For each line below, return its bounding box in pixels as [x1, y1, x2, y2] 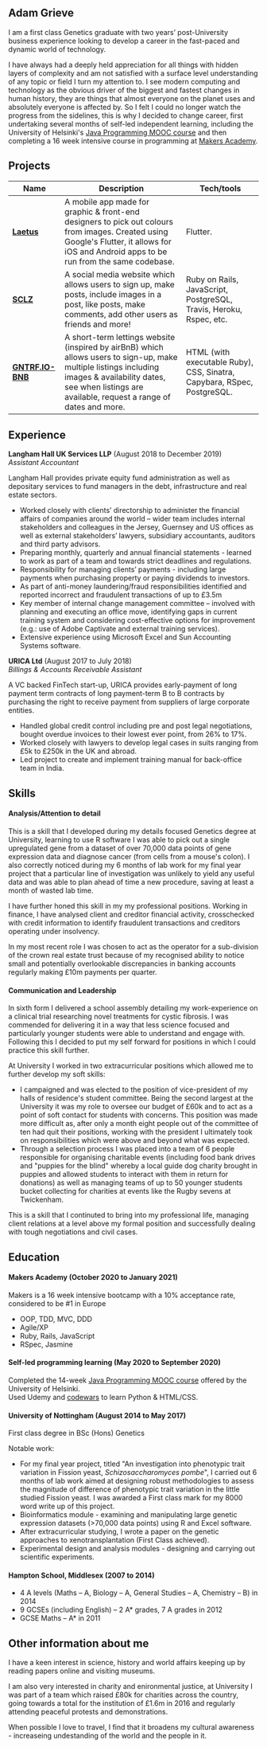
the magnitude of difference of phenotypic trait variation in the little [19, 1484, 240, 1494]
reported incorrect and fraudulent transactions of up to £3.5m [19, 590, 222, 600]
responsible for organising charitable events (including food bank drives [19, 1152, 256, 1162]
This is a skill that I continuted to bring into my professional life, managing [8, 1210, 249, 1220]
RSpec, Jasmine [19, 1339, 73, 1349]
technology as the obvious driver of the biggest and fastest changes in [8, 85, 240, 95]
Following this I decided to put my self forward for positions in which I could [8, 1037, 257, 1046]
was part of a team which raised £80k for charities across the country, [8, 1690, 238, 1699]
